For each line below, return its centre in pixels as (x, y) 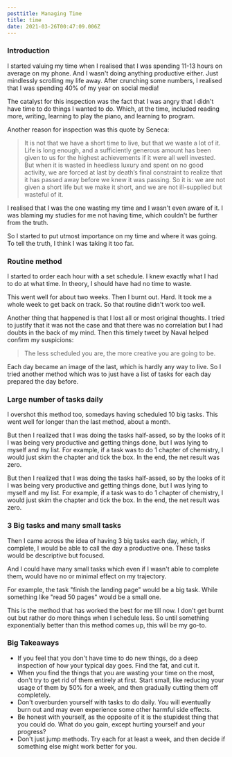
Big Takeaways (33, 643)
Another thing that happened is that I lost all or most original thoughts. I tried (116, 318)
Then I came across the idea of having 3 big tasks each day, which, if (106, 540)
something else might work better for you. (77, 746)
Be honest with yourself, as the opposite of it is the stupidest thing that (118, 717)
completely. (34, 695)
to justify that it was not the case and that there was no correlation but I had (115, 325)
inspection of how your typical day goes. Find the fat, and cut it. (108, 665)
